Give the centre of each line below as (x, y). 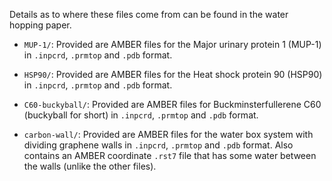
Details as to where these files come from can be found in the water (149, 14)
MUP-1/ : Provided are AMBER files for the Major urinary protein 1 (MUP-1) (172, 44)
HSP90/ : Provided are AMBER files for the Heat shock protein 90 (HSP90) (173, 74)
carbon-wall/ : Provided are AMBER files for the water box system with (168, 134)
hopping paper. (40, 25)
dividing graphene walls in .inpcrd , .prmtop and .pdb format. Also (158, 145)
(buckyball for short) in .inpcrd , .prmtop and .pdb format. (141, 115)
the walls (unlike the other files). (90, 166)
